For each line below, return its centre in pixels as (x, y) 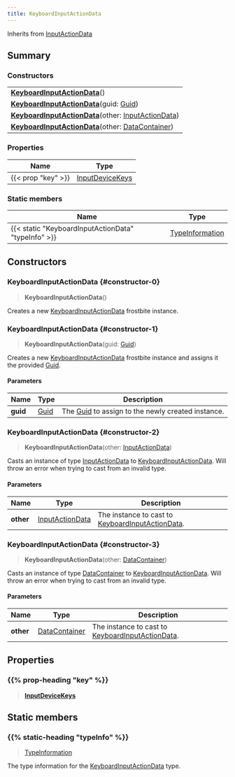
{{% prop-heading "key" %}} (58, 680)
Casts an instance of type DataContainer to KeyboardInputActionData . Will (114, 573)
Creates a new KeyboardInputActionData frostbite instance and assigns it (113, 357)
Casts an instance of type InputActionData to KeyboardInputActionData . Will (117, 461)
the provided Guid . (34, 365)
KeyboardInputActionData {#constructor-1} (83, 329)
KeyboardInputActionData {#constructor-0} (84, 282)
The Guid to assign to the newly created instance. (143, 411)
